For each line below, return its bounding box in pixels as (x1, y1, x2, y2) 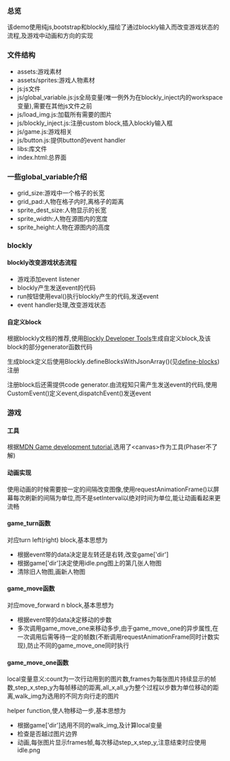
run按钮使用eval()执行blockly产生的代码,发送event (16, 292, 159, 301)
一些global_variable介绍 (7, 172, 87, 181)
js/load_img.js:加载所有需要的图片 (16, 110, 112, 118)
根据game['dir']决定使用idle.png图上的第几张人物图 (16, 559, 162, 567)
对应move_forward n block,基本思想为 (7, 600, 115, 609)
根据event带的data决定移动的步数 (16, 616, 112, 624)
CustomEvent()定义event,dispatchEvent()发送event (7, 389, 152, 397)
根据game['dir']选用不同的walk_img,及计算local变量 (16, 721, 163, 729)
